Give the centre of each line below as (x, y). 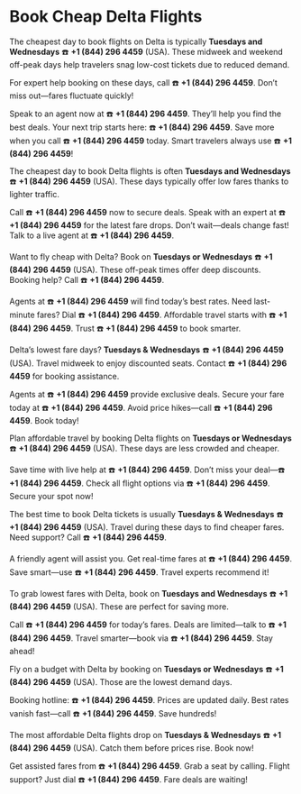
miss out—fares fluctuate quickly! (72, 96)
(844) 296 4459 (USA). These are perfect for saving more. (119, 607)
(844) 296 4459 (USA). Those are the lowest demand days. (121, 681)
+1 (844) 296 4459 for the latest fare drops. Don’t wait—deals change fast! (150, 225)
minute (22, 315)
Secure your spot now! (51, 496)
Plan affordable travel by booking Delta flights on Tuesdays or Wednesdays (151, 438)
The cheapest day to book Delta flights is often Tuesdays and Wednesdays (150, 171)
